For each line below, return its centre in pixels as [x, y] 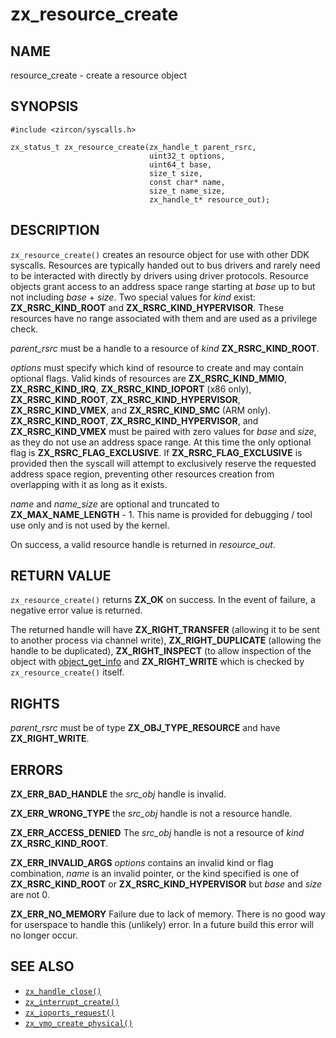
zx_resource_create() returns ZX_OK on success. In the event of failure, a [163, 600]
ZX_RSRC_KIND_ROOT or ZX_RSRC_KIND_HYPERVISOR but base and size [166, 884]
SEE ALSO [42, 966]
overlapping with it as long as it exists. [89, 484]
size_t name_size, [187, 191]
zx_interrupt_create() [72, 1002]
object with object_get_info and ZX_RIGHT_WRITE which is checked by [157, 662]
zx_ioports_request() [69, 1013]
